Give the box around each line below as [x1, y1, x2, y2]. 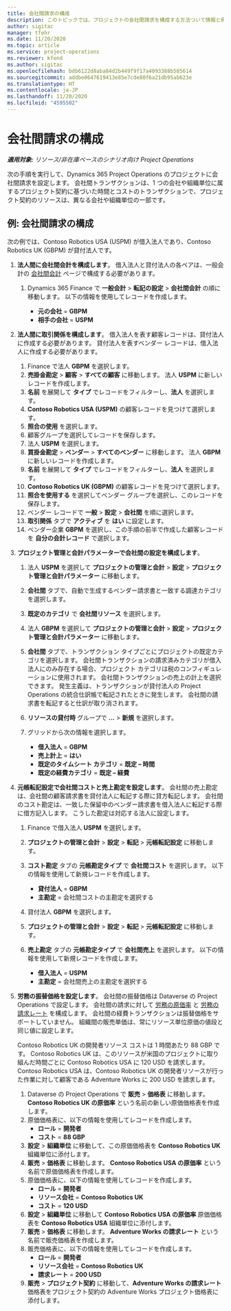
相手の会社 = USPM [37, 316, 94, 324]
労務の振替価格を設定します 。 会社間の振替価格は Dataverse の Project [16, 991, 218, 1000]
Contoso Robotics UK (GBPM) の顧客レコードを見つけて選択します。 [27, 482, 223, 490]
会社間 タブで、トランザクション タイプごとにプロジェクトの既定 [27, 647, 212, 655]
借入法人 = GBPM [37, 742, 88, 751]
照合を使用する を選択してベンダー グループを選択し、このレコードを [27, 491, 223, 499]
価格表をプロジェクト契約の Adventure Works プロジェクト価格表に [27, 1287, 219, 1296]
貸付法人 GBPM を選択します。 [27, 907, 115, 916]
